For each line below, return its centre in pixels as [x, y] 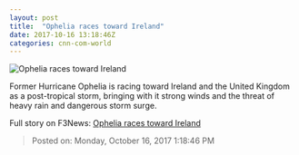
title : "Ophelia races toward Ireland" [87, 26]
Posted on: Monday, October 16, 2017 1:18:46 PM [123, 140]
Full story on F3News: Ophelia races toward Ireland [105, 123]
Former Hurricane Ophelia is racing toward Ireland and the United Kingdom [150, 86]
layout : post [34, 18]
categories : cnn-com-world [60, 43]
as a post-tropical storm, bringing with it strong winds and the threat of [142, 96]
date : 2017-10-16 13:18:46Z [63, 34]
